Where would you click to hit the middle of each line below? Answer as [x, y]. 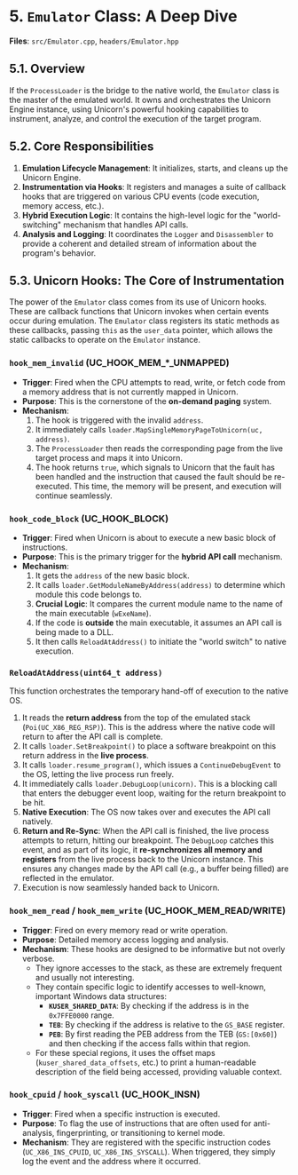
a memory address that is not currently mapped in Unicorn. [130, 392]
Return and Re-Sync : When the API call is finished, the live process [145, 831]
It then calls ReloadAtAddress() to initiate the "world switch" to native [161, 641]
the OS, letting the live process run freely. [98, 774]
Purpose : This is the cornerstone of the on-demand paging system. [147, 401]
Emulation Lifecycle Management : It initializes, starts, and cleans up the [155, 168]
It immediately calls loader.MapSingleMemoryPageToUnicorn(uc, [149, 429]
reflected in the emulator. [68, 878]
